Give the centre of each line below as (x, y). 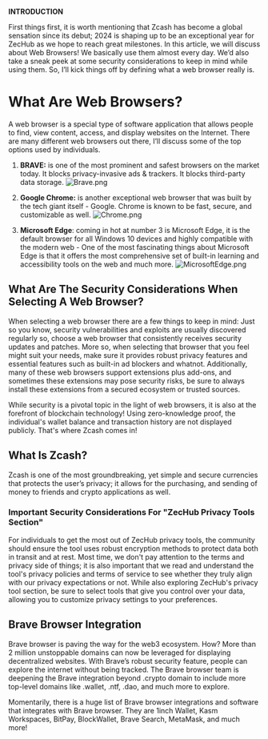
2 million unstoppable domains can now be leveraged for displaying (120, 653)
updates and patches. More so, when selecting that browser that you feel (129, 347)
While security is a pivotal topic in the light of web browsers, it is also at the (132, 404)
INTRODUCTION (36, 12)
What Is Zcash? (48, 456)
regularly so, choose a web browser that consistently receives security (125, 338)
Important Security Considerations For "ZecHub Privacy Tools (132, 512)
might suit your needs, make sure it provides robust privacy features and (128, 355)
